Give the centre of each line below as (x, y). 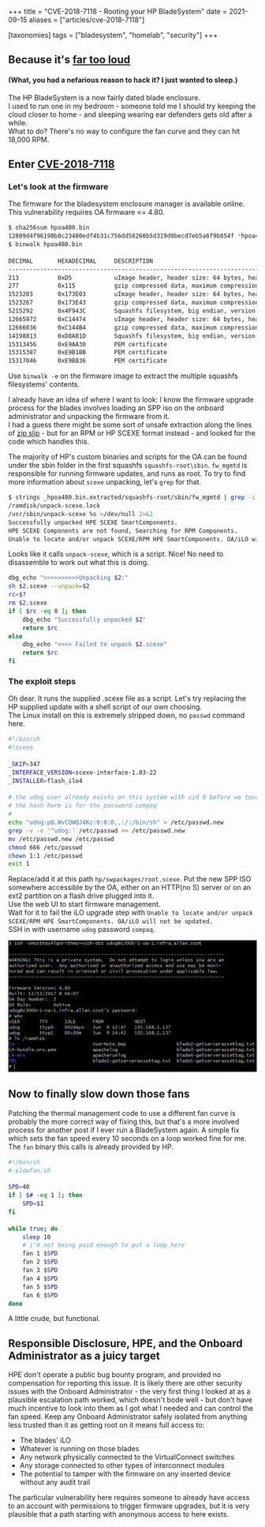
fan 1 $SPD (40, 1254)
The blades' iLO (45, 1440)
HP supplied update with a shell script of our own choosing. (105, 707)
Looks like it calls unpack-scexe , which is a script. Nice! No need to (116, 554)
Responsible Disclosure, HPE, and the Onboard (125, 1344)
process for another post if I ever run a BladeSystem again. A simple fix (124, 1130)
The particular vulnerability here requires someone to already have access (129, 1498)
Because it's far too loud (69, 60)
